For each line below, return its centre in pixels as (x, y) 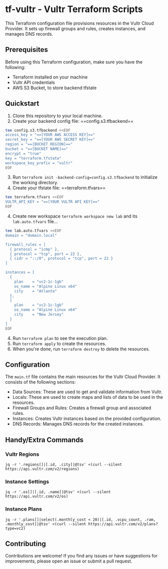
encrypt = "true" (23, 154)
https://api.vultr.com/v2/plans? (123, 524)
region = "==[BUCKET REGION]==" (39, 145)
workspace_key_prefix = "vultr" (39, 163)
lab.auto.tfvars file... (35, 222)
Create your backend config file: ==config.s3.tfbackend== (73, 121)
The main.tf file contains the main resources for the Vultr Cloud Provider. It (83, 377)
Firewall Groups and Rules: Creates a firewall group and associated (82, 408)
